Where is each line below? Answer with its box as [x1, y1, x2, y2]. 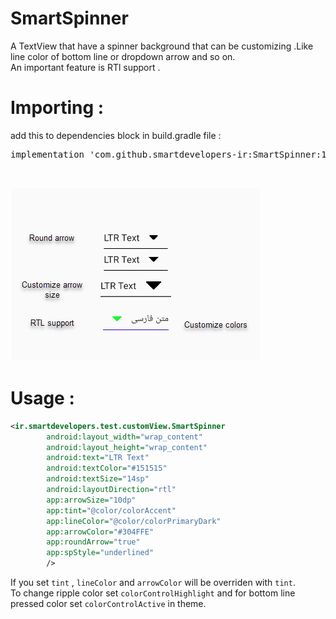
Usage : [10, 387, 75, 410]
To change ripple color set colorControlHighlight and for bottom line [10, 587, 296, 599]
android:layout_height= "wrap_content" [46, 442, 208, 452]
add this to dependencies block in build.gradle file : [10, 129, 222, 141]
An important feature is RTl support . [10, 61, 161, 73]
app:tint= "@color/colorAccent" [46, 505, 177, 516]
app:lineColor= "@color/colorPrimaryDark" [46, 516, 222, 526]
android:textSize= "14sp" [46, 474, 150, 484]
